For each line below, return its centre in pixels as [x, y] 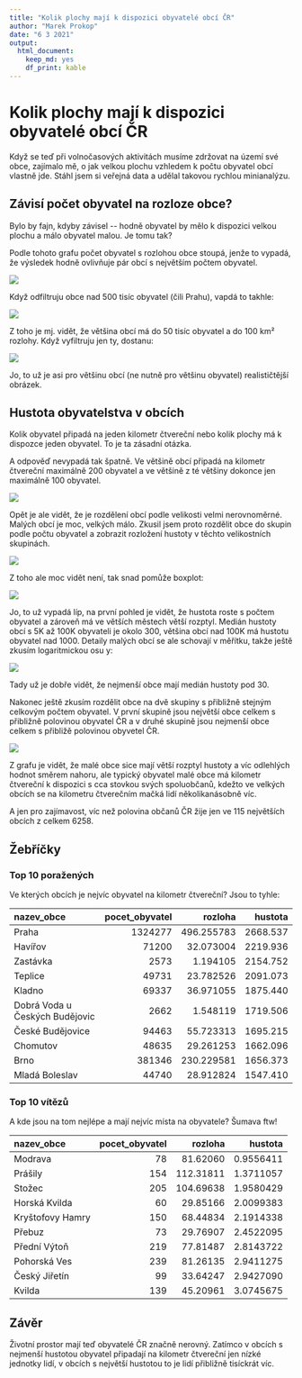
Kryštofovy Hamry [53, 1218]
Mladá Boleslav [46, 1075]
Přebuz [29, 1232]
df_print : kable [56, 68]
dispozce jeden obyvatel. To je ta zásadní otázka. [100, 444]
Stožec [28, 1188]
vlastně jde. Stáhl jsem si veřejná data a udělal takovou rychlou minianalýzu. [150, 176]
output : [24, 43]
